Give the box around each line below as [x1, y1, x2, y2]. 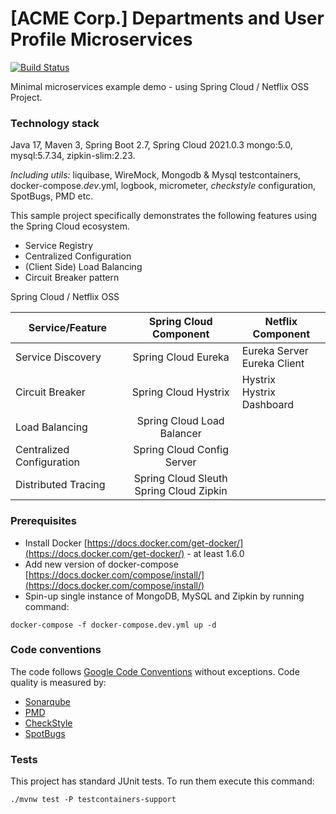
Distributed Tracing [15, 478, 106, 492]
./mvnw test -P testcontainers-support [10, 795, 177, 805]
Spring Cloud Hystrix [131, 385, 230, 399]
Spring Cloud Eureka [132, 350, 230, 364]
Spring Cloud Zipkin [134, 484, 228, 498]
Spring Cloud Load [136, 414, 225, 428]
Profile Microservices [10, 28, 193, 51]
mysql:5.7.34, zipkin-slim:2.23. [10, 150, 136, 162]
